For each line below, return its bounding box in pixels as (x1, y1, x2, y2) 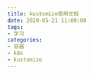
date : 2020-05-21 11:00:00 (7, 17, 87, 24)
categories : (7, 37, 42, 44)
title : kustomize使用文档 (7, 10, 80, 18)
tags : (7, 23, 23, 30)
